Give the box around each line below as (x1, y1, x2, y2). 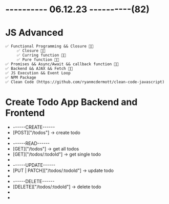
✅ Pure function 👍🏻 (16, 57, 59, 62)
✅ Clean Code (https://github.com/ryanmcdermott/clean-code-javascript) (5, 80, 165, 85)
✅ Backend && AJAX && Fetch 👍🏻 (5, 66, 73, 71)
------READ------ (12, 140, 50, 146)
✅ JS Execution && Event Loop (5, 70, 71, 76)
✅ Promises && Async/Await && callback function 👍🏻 (5, 62, 119, 67)
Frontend (5, 107, 45, 119)
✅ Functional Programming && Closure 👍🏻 (5, 44, 94, 49)
